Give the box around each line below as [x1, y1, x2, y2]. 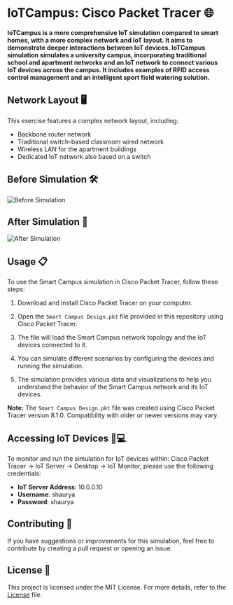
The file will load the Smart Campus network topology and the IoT [17, 333, 207, 342]
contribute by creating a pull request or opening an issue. [7, 544, 173, 552]
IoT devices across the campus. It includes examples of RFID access [7, 65, 210, 74]
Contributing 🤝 [7, 518, 73, 530]
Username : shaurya [17, 490, 76, 499]
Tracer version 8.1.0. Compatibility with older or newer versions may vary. [7, 411, 219, 419]
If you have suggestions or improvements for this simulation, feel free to [7, 536, 215, 545]
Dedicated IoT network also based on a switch [17, 152, 152, 160]
